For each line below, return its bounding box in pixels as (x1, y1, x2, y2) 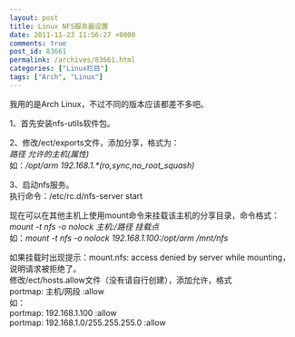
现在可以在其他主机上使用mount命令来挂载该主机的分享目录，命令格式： (9, 210, 280, 221)
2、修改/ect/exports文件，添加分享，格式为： (9, 137, 180, 148)
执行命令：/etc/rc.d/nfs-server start (9, 190, 143, 201)
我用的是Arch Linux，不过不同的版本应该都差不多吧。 (9, 98, 209, 109)
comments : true (9, 38, 67, 48)
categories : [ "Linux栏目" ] (9, 64, 109, 74)
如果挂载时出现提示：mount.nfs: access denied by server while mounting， (9, 252, 290, 263)
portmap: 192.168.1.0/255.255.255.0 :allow (9, 317, 166, 328)
